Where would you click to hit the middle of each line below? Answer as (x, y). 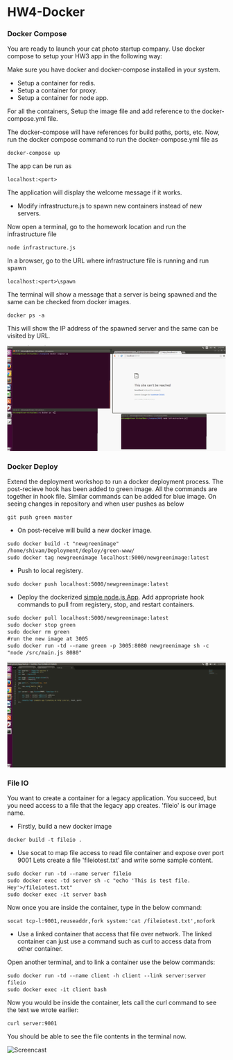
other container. (40, 949)
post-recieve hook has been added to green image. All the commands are (112, 489)
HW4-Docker (46, 12)
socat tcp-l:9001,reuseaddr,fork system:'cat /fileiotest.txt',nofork (111, 921)
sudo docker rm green (38, 632)
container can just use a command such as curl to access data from (114, 941)
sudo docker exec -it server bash (57, 895)
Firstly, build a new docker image (64, 827)
